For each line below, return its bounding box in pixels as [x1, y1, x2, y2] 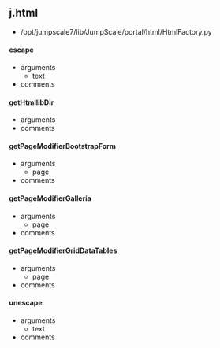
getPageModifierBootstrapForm [9, 141, 117, 150]
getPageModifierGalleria [9, 194, 91, 203]
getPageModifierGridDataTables [9, 246, 117, 255]
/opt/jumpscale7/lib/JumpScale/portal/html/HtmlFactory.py [20, 27, 212, 36]
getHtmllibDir [9, 98, 54, 107]
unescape [9, 298, 43, 308]
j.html [9, 6, 39, 20]
